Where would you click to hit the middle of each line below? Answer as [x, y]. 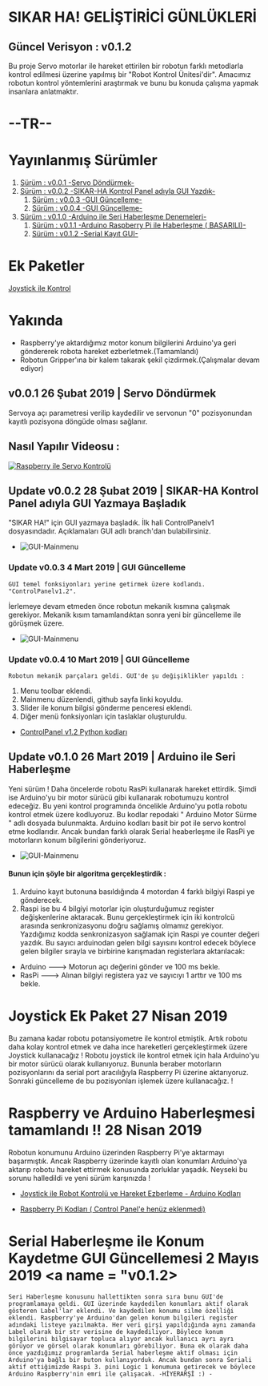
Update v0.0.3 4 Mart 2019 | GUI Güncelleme [97, 567]
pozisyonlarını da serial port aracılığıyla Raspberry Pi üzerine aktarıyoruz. [129, 1072]
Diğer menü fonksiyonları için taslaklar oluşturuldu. [103, 716]
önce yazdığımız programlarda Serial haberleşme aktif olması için [123, 1353]
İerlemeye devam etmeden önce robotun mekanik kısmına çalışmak [119, 606]
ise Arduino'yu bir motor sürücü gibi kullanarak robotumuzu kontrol [119, 797]
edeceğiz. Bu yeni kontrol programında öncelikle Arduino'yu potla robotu [128, 806]
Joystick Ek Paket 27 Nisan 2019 [118, 1016]
